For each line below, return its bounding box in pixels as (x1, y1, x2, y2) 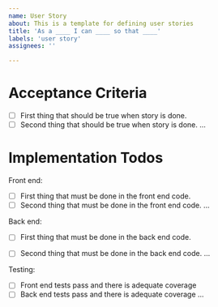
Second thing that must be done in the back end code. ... (19, 249, 211, 258)
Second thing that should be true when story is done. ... (19, 120, 207, 130)
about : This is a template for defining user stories (8, 19, 194, 28)
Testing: (8, 265, 36, 275)
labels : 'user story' (8, 34, 82, 43)
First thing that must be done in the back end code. (19, 232, 192, 242)
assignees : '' (8, 42, 57, 50)
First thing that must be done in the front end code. (19, 191, 191, 201)
